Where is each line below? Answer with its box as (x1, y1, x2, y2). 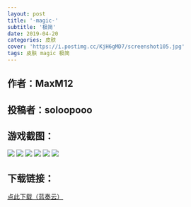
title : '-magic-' (7, 17, 59, 24)
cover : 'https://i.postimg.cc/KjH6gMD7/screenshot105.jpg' (7, 43, 185, 50)
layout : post (7, 10, 46, 18)
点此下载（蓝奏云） (7, 192, 64, 201)
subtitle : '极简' (7, 23, 57, 30)
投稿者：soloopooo (7, 104, 93, 116)
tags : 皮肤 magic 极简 (7, 50, 70, 57)
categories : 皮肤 (7, 37, 57, 44)
